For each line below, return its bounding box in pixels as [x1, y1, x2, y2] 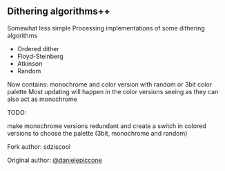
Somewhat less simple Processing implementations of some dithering [7, 24, 205, 32]
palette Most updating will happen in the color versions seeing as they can [7, 87, 219, 96]
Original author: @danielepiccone [7, 156, 102, 164]
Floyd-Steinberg [17, 52, 63, 60]
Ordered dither [17, 44, 60, 53]
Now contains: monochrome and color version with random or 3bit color [7, 80, 213, 89]
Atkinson [17, 59, 43, 68]
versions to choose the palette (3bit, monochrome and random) [7, 129, 188, 137]
